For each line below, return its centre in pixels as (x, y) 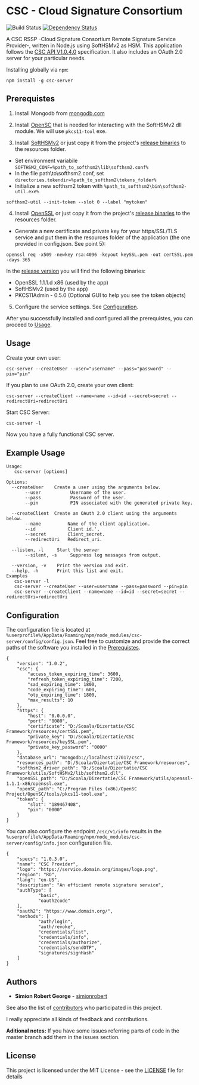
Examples (17, 576)
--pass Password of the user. (76, 498)
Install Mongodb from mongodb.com (60, 113)
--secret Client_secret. (65, 534)
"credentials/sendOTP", (67, 948)
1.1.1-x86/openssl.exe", (37, 784)
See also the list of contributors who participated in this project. (84, 1007)
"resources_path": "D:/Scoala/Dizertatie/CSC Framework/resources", (104, 763)
